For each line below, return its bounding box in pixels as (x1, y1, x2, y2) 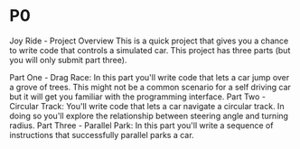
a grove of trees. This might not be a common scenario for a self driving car (9, 81, 292, 92)
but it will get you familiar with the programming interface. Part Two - (9, 91, 267, 102)
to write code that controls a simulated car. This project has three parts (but (9, 44, 291, 55)
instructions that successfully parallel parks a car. (9, 129, 194, 140)
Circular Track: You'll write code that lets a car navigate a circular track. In (9, 100, 285, 111)
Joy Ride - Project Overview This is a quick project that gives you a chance (9, 35, 289, 46)
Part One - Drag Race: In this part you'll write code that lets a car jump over (9, 71, 290, 82)
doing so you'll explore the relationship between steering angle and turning (9, 110, 289, 121)
